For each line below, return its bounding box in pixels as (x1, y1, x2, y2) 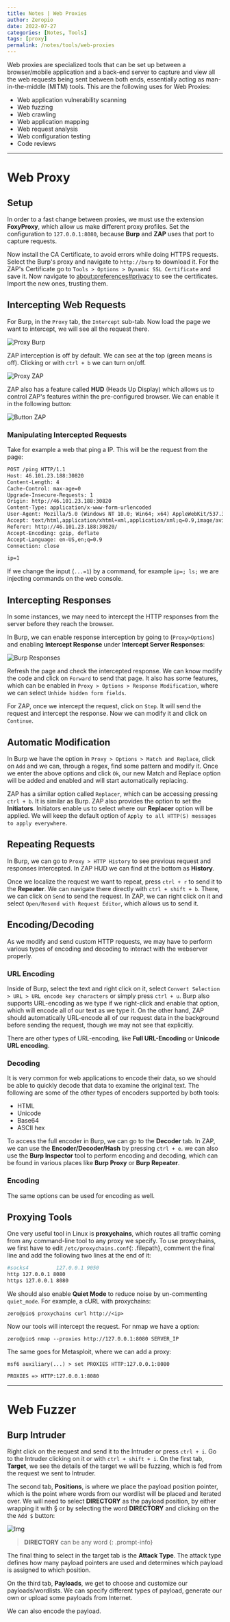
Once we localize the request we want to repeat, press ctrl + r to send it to (7, 877, 222, 886)
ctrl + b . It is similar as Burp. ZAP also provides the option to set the (7, 797, 202, 805)
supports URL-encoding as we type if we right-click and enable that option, (7, 999, 220, 1007)
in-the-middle (7, 83, 46, 90)
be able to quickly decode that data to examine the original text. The (7, 1082, 200, 1090)
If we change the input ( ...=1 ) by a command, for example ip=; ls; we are (7, 567, 219, 575)
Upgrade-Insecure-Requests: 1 (7, 491, 94, 499)
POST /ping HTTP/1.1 (7, 466, 66, 473)
